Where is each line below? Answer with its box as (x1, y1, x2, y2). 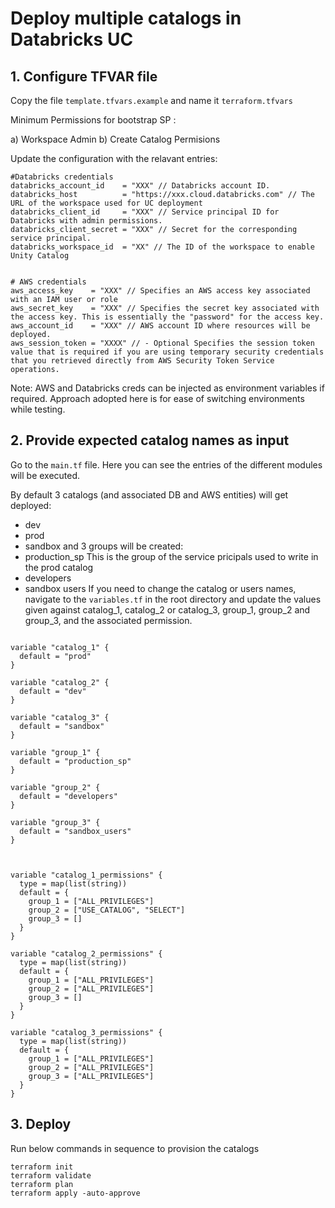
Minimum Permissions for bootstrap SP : (10, 114, 177, 126)
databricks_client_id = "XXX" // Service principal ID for (10, 207, 280, 217)
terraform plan (10, 1179, 74, 1189)
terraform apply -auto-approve (10, 1188, 141, 1198)
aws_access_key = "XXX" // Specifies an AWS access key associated (10, 286, 311, 296)
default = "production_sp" (19, 756, 132, 766)
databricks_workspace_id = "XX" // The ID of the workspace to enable (10, 242, 315, 252)
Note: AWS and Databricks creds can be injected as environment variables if (10, 382, 325, 394)
